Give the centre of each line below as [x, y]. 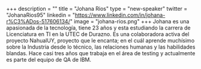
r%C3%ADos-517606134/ [38, 21]
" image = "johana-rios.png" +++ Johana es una [130, 21]
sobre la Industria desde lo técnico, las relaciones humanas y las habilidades [101, 47]
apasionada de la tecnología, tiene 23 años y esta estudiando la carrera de [98, 28]
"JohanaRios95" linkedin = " [40, 15]
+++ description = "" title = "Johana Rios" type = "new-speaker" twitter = [97, 9]
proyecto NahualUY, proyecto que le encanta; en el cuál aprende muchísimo [100, 40]
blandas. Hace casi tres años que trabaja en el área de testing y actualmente [101, 53]
